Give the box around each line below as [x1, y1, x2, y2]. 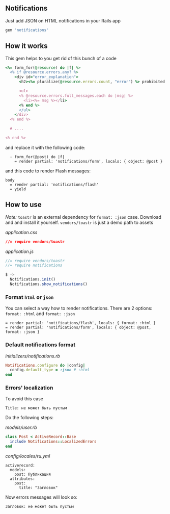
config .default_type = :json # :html [10, 367, 90, 373]
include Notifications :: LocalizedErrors [10, 439, 97, 444]
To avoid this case [5, 396, 43, 402]
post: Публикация [14, 472, 51, 477]
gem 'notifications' [5, 28, 49, 33]
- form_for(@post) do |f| [10, 154, 65, 160]
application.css [5, 229, 38, 235]
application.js [5, 248, 34, 254]
